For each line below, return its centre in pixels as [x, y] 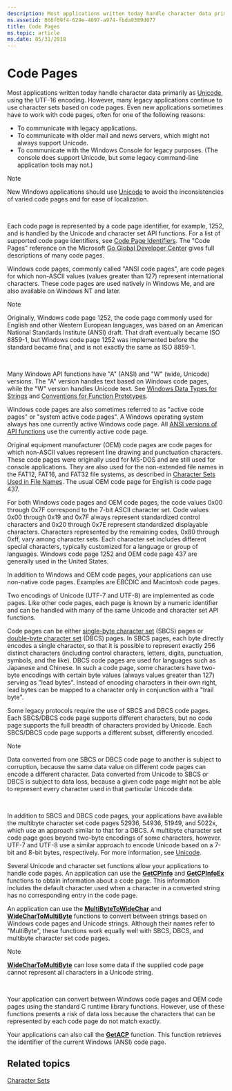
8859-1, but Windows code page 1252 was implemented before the [103, 340]
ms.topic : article [33, 33]
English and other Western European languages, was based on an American [115, 325]
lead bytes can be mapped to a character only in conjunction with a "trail [110, 690]
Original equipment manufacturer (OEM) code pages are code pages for [110, 445]
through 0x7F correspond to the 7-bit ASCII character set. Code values [108, 510]
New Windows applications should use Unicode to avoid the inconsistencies [116, 192]
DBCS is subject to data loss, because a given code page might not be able [114, 782]
